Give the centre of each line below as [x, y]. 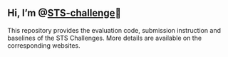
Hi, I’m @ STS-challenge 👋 [64, 13]
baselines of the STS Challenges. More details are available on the [104, 38]
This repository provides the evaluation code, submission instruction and [114, 30]
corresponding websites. [44, 45]
